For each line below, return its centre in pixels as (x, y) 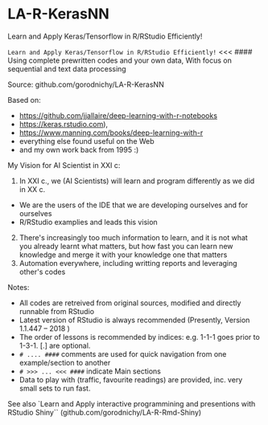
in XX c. (32, 189)
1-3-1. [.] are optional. (55, 345)
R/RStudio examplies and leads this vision (88, 222)
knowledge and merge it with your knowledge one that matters (123, 255)
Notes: (19, 287)
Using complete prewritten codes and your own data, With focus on (120, 60)
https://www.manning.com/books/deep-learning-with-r (111, 133)
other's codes (42, 272)
